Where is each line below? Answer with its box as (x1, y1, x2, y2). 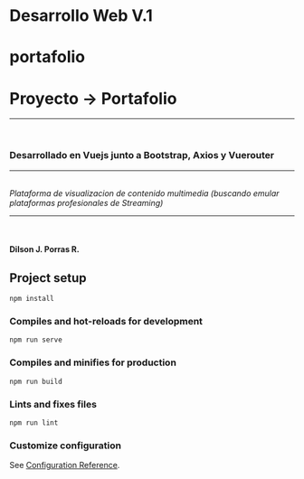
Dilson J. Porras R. (9, 244, 80, 255)
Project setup (9, 270, 88, 286)
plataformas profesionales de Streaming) (9, 197, 164, 208)
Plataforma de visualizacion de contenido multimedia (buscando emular (9, 187, 280, 199)
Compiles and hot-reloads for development (9, 315, 204, 327)
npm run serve (9, 335, 63, 344)
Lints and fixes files (9, 398, 98, 410)
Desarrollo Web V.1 (9, 5, 154, 26)
